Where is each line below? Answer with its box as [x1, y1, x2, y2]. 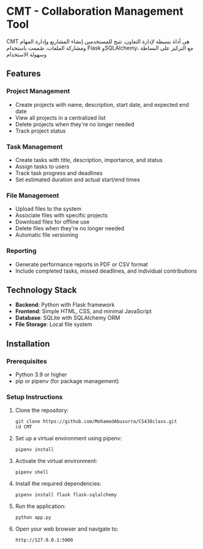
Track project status [15, 127, 66, 134]
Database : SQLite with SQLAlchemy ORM [15, 314, 120, 322]
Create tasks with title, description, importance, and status [15, 156, 163, 163]
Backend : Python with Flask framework [15, 301, 115, 308]
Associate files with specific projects [15, 212, 108, 219]
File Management [6, 191, 59, 200]
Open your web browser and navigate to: [15, 525, 119, 532]
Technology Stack [6, 284, 77, 295]
